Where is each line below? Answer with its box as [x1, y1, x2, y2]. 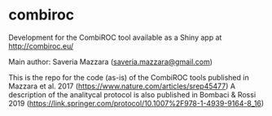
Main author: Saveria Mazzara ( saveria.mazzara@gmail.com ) [8, 57, 213, 67]
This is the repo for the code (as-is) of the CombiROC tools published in [8, 72, 250, 82]
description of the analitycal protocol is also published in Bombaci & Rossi [8, 89, 257, 99]
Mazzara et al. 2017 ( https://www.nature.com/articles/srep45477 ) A [8, 81, 236, 91]
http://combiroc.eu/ [8, 41, 74, 50]
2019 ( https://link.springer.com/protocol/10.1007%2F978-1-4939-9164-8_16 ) [8, 98, 265, 108]
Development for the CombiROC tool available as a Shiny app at [8, 32, 222, 42]
